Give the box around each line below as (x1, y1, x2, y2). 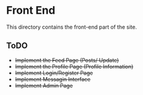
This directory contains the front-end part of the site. (6, 23, 137, 30)
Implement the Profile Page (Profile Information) (14, 63, 134, 70)
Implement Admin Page (14, 82, 73, 89)
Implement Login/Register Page (14, 69, 93, 76)
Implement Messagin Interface (14, 75, 91, 82)
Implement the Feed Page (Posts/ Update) (14, 56, 119, 63)
